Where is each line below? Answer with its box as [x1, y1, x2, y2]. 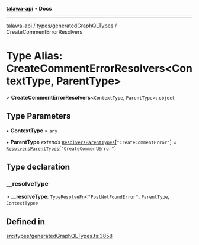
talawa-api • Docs [6, 5, 52, 12]
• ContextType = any [6, 127, 58, 134]
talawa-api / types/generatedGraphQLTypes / [6, 22, 117, 29]
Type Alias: [6, 49, 63, 63]
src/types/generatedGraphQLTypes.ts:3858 [6, 233, 113, 240]
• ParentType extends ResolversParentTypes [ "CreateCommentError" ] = [6, 138, 177, 145]
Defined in [6, 217, 46, 227]
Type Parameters [6, 111, 71, 121]
